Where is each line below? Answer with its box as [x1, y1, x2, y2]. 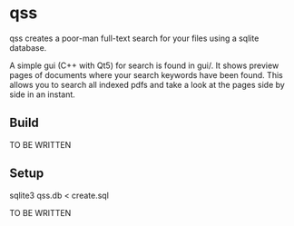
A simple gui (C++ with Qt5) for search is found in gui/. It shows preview [9, 60, 279, 71]
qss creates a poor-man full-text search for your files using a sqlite [9, 33, 260, 44]
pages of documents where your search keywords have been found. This [9, 69, 283, 80]
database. [9, 42, 47, 53]
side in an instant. [9, 89, 75, 100]
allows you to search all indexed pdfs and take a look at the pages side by [9, 79, 286, 90]
